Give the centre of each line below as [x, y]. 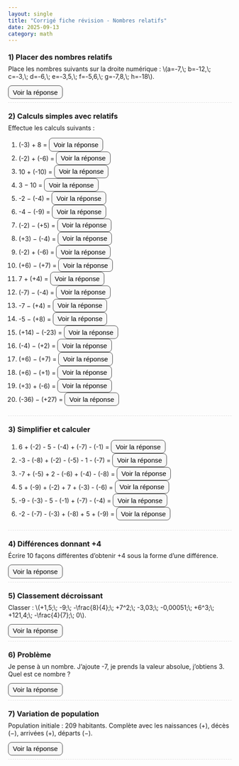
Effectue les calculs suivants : [51, 128]
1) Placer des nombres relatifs [60, 58]
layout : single [30, 14]
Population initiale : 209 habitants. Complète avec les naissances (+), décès [119, 726]
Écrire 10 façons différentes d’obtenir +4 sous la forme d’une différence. [113, 556]
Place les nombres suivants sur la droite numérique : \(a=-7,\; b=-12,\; [110, 69]
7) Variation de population [54, 713]
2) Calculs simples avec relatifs [63, 116]
